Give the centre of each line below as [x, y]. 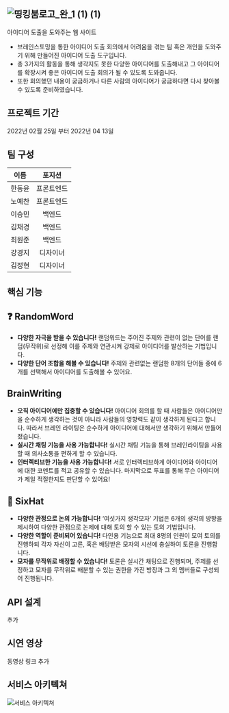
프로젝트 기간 [33, 113]
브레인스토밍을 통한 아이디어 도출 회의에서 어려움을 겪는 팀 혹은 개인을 [110, 47]
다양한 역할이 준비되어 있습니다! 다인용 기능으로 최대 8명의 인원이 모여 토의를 [119, 536]
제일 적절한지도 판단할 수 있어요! [67, 479]
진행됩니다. [39, 578]
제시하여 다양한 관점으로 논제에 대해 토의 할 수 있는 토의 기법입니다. [106, 527]
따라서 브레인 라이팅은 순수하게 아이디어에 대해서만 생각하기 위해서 [115, 428]
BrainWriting [35, 394]
